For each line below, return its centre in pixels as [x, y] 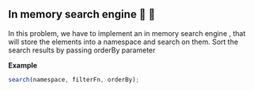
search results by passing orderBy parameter [82, 50]
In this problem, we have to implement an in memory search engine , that [127, 33]
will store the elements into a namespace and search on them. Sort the [123, 42]
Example [23, 65]
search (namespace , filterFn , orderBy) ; [74, 79]
